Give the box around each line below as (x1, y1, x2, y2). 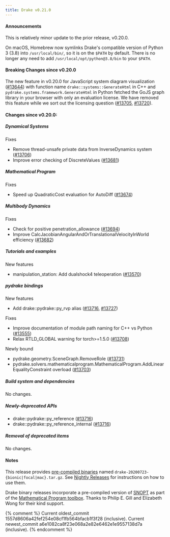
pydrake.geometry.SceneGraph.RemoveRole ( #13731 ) (12, 355, 125, 362)
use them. (5, 479, 26, 485)
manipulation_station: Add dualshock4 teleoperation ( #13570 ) (12, 271, 141, 277)
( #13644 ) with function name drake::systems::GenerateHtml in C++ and (5, 84, 156, 90)
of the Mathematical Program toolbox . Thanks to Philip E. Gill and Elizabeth (5, 495, 162, 501)
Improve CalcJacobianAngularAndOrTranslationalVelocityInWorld (12, 231, 149, 237)
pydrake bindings (5, 283, 43, 289)
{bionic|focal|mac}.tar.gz (5, 475, 63, 480)
